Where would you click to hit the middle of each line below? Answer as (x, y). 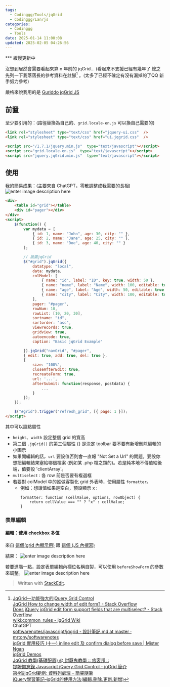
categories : (18, 24)
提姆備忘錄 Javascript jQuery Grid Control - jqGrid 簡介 (70, 667)
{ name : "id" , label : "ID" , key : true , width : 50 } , (98, 281)
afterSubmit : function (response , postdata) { (81, 383)
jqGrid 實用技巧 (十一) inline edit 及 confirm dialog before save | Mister (86, 643)
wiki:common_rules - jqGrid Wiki (46, 620)
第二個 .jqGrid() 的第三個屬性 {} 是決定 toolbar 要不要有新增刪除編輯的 (87, 444)
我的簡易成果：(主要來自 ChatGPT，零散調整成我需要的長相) (68, 186)
